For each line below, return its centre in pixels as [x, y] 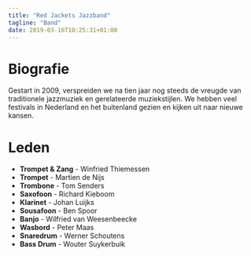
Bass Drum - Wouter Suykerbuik [72, 244]
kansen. [21, 115]
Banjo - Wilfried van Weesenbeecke [78, 219]
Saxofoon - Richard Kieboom [67, 194]
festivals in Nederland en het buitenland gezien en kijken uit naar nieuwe [126, 108]
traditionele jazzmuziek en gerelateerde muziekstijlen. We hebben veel [123, 99]
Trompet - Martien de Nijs [62, 177]
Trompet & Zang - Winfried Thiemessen [85, 169]
